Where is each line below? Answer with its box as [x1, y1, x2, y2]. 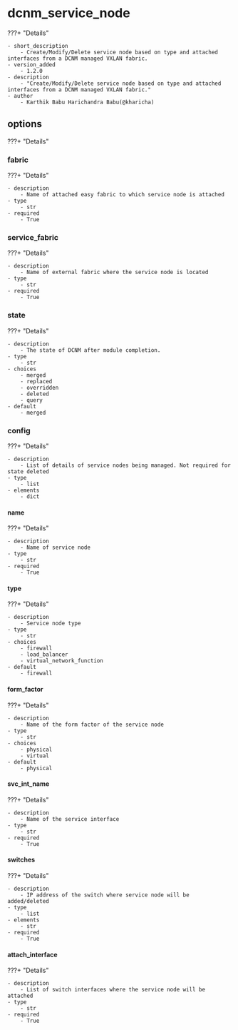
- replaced [20, 378, 53, 385]
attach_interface [7, 950, 58, 959]
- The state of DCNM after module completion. [20, 346, 161, 354]
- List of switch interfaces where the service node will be [20, 986, 205, 994]
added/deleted [7, 897, 50, 904]
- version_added [7, 61, 56, 69]
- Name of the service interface [20, 815, 120, 822]
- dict [20, 493, 40, 500]
